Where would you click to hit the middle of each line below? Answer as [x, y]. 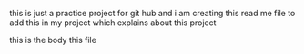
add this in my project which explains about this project [113, 22]
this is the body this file [53, 40]
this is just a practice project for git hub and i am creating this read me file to [152, 13]
